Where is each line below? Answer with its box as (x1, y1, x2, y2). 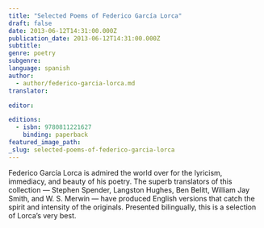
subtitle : (8, 42, 42, 50)
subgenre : (8, 57, 42, 65)
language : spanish (8, 64, 70, 73)
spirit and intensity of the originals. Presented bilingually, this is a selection (8, 202, 257, 212)
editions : (8, 116, 42, 124)
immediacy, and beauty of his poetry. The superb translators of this (8, 176, 233, 186)
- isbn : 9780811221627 (15, 123, 92, 131)
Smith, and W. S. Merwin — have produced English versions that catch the (8, 193, 256, 203)
